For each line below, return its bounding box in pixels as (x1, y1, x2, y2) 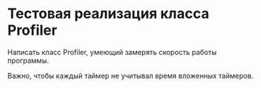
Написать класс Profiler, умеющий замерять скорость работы (7, 47, 218, 57)
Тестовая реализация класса (7, 5, 210, 23)
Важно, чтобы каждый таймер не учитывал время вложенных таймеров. (7, 71, 254, 80)
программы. (7, 56, 49, 65)
